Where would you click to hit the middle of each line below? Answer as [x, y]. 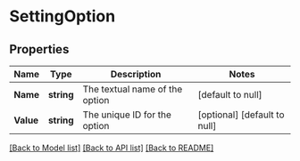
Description [136, 74]
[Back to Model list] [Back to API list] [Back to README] [112, 148]
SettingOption [62, 16]
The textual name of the [133, 89]
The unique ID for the [127, 115]
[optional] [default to [241, 115]
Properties [39, 49]
